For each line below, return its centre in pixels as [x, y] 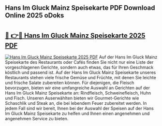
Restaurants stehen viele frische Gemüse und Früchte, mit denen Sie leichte [81, 77]
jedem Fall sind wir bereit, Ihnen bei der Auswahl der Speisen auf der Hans [79, 108]
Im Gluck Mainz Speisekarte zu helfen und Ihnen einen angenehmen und [77, 113]
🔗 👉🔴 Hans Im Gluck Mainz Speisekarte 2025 [75, 35]
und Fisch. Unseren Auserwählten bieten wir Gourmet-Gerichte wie [72, 98]
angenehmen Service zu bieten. [37, 119]
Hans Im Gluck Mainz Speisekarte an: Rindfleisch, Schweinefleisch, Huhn [78, 93]
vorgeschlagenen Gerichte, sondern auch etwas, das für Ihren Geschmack [79, 67]
